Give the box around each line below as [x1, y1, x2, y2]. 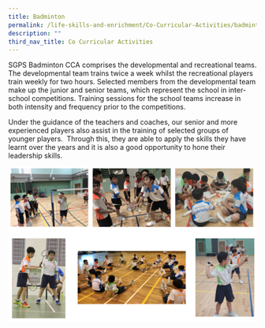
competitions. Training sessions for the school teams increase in [31, 94, 241, 103]
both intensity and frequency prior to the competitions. [8, 102, 186, 112]
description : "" [8, 29, 62, 37]
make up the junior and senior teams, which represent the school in [8, 85, 227, 95]
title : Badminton [8, 13, 65, 20]
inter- [228, 85, 247, 95]
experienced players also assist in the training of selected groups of [8, 126, 229, 136]
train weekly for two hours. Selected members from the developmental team [8, 77, 256, 87]
